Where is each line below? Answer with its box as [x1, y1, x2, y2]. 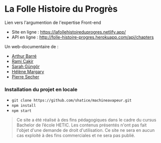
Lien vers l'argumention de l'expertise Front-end [4, 20, 102, 25]
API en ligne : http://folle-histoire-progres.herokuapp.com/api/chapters [11, 34, 154, 40]
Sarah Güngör [11, 63, 40, 69]
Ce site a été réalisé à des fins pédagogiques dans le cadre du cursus [16, 117, 157, 123]
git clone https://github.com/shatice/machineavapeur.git [11, 98, 132, 103]
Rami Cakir [11, 58, 34, 64]
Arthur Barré [11, 53, 37, 59]
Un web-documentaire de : [4, 43, 59, 49]
